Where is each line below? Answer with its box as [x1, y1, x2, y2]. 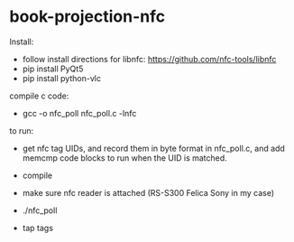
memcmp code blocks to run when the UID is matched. [22, 152, 227, 163]
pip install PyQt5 [22, 63, 84, 74]
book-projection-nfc [9, 6, 165, 27]
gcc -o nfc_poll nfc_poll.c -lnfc [22, 107, 137, 118]
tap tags [22, 222, 54, 233]
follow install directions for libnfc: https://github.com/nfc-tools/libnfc [22, 53, 277, 64]
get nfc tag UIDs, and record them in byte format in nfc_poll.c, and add [22, 143, 286, 154]
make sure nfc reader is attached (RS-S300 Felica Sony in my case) [22, 187, 275, 198]
